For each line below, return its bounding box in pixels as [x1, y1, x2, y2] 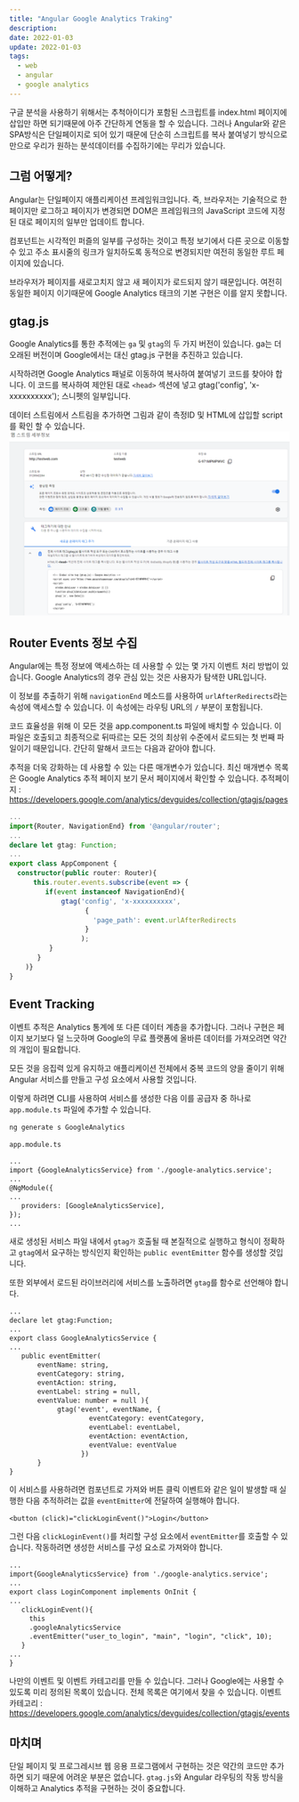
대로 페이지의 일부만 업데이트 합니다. [18, 216, 145, 227]
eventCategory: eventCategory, [88, 1414, 205, 1423]
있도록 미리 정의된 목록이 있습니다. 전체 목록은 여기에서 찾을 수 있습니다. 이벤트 [9, 1686, 282, 1697]
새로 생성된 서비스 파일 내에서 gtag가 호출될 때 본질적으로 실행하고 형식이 [9, 1236, 262, 1246]
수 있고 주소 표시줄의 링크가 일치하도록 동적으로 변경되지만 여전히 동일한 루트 [9, 246, 276, 257]
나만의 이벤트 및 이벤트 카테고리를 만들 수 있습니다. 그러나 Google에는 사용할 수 [9, 1675, 285, 1686]
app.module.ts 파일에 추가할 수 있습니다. [9, 1104, 151, 1115]
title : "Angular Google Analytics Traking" [9, 14, 174, 23]
